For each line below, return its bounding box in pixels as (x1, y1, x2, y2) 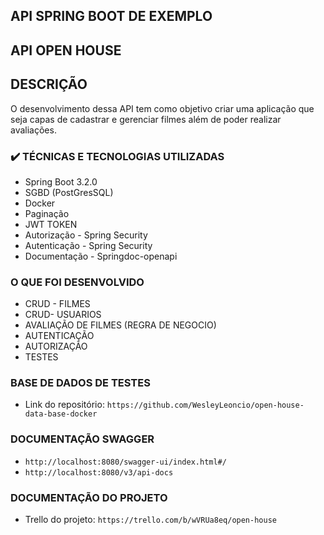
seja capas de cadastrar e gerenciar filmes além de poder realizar (10, 113, 282, 125)
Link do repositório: (24, 399, 105, 411)
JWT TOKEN (24, 218, 78, 230)
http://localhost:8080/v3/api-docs (24, 467, 174, 478)
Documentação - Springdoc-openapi (24, 250, 178, 262)
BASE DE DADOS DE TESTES (10, 376, 151, 390)
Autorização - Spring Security (24, 229, 148, 241)
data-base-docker (24, 409, 98, 419)
